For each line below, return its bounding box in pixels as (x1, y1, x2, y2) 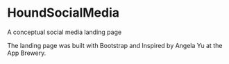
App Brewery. (7, 49, 46, 57)
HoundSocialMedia (7, 5, 120, 21)
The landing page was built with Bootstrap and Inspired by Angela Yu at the (7, 41, 223, 49)
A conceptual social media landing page (7, 28, 122, 36)
